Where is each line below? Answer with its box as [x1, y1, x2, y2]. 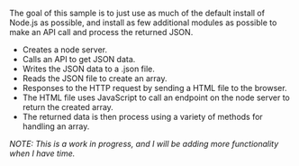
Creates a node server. [22, 44, 108, 55]
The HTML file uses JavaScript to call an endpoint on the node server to [22, 92, 291, 103]
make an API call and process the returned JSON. [9, 27, 194, 37]
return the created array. [22, 102, 114, 112]
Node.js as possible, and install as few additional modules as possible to [9, 17, 277, 28]
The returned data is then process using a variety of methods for [22, 112, 263, 122]
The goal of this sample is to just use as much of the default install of [9, 8, 266, 18]
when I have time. [9, 148, 76, 159]
